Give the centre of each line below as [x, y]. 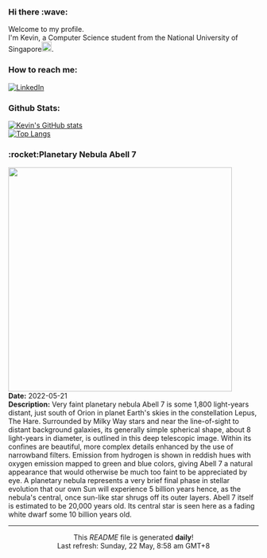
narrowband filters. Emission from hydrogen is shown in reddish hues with [130, 455]
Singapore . [31, 49]
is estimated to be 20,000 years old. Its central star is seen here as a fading [132, 506]
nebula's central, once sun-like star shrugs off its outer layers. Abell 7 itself [131, 497]
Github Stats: [35, 108]
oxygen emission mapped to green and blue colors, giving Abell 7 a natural [130, 464]
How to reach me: [43, 70]
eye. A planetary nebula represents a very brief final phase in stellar [119, 481]
